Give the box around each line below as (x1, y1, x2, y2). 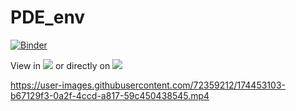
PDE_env (10, 6, 86, 29)
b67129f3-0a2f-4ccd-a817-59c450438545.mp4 (10, 89, 210, 101)
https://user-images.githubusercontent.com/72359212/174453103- (10, 79, 286, 91)
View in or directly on (10, 59, 111, 71)
